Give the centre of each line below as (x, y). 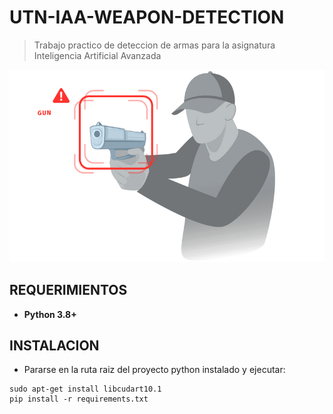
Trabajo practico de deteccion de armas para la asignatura (154, 45)
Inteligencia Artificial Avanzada (97, 55)
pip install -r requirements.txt (79, 399)
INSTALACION (54, 345)
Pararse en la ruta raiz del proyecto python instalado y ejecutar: (154, 370)
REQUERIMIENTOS (68, 290)
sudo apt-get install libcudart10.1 (85, 389)
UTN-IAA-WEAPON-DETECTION (147, 17)
